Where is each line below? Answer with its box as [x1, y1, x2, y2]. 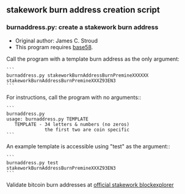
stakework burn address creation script [6, 5, 160, 15]
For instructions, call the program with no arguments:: [6, 94, 142, 101]
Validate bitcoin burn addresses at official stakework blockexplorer [6, 181, 174, 188]
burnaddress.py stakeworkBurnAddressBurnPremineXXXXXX [6, 72, 149, 78]
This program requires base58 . [15, 43, 93, 50]
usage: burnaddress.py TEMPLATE [6, 116, 89, 122]
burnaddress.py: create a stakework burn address [6, 23, 159, 32]
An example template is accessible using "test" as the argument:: [6, 142, 170, 150]
